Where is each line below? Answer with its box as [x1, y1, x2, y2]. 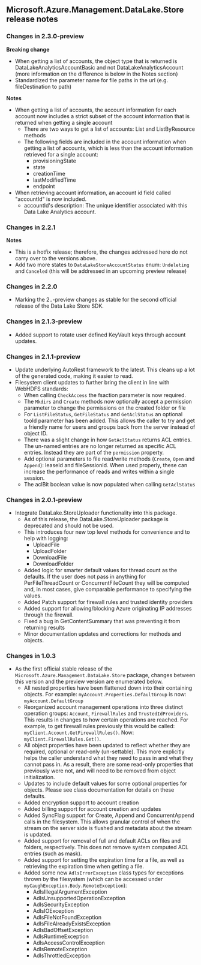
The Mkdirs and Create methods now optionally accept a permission [23, 398, 192, 405]
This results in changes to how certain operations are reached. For [23, 716, 189, 723]
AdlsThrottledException [32, 952, 91, 959]
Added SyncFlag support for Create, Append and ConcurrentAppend [23, 812, 194, 819]
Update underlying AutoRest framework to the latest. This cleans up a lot [14, 366, 195, 373]
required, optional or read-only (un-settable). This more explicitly [23, 748, 185, 755]
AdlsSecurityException [32, 901, 89, 908]
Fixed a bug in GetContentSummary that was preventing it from [23, 618, 181, 625]
